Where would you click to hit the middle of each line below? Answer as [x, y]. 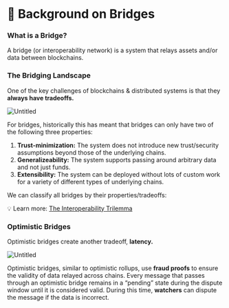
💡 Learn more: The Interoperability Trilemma [70, 208]
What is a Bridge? [37, 36]
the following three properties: [50, 132]
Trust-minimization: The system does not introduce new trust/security [118, 145]
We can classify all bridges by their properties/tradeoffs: [87, 195]
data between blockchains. [45, 58]
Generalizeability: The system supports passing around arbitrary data [117, 159]
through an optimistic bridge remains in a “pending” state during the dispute [115, 283]
